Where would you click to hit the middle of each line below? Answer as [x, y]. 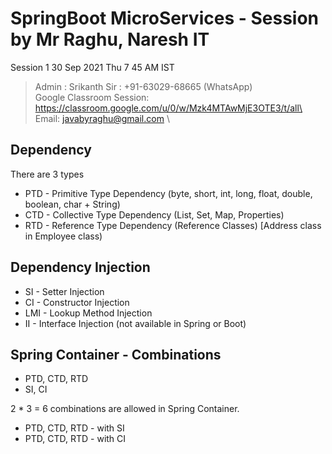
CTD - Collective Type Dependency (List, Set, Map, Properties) [154, 214]
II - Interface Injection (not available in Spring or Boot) [135, 323]
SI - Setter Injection [64, 291]
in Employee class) [63, 236]
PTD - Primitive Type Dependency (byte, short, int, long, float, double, [168, 193]
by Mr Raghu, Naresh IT [110, 39]
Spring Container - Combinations [116, 354]
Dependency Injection [80, 267]
